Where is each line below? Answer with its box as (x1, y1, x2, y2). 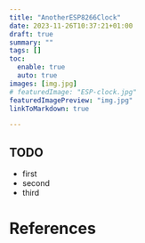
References (9, 219, 96, 239)
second (21, 178, 51, 189)
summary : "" (9, 37, 53, 47)
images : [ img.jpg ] (9, 79, 77, 88)
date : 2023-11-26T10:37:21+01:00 (9, 21, 133, 30)
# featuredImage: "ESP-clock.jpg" (9, 87, 138, 96)
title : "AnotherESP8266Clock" (9, 12, 122, 22)
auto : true (17, 71, 58, 80)
